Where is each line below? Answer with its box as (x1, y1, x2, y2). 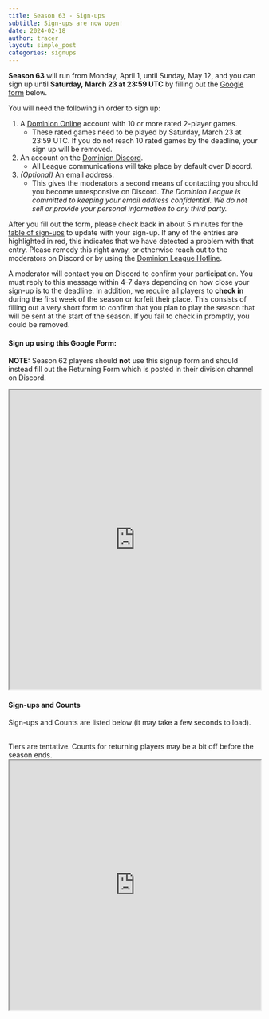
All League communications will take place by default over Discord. (31, 162, 253, 170)
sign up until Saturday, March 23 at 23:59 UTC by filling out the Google (8, 79, 244, 89)
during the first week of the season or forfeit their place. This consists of (8, 294, 247, 304)
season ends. (8, 750, 53, 760)
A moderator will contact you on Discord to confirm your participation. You (8, 269, 253, 278)
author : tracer (8, 34, 59, 42)
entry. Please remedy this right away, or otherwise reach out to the (8, 245, 227, 254)
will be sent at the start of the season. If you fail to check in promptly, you (8, 311, 250, 321)
